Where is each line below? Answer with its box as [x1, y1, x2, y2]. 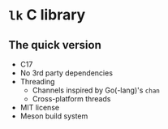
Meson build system [19, 111, 88, 121]
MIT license [19, 103, 59, 112]
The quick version [8, 38, 101, 52]
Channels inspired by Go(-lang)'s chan [32, 85, 160, 95]
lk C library [8, 6, 86, 24]
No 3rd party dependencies [19, 68, 114, 78]
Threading [19, 77, 55, 86]
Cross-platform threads [32, 94, 111, 103]
